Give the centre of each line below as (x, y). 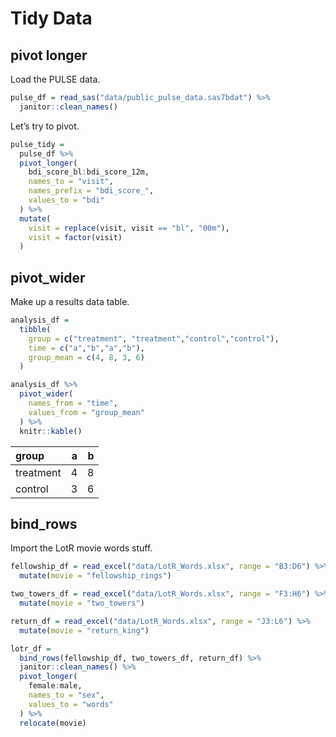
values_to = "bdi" (66, 200)
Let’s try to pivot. (45, 126)
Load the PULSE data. (55, 79)
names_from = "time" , (73, 403)
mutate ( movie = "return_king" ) (84, 630)
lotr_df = (31, 648)
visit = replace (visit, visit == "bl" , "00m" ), (129, 228)
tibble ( (35, 329)
